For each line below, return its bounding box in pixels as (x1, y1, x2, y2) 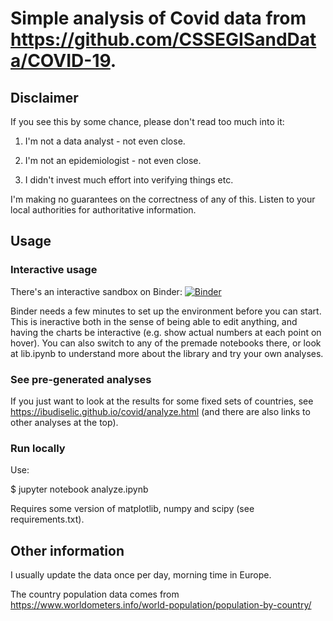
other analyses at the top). (10, 416, 119, 428)
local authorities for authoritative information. (10, 204, 197, 216)
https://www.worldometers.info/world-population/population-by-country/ (10, 599, 312, 611)
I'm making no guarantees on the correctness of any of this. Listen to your (10, 193, 316, 205)
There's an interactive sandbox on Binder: (10, 285, 183, 297)
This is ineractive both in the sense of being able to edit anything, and (10, 315, 298, 327)
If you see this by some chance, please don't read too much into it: (10, 116, 285, 127)
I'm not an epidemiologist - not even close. (24, 155, 202, 166)
